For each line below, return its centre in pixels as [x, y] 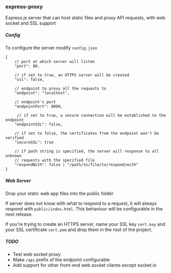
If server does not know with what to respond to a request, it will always [81, 203]
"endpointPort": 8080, [39, 107]
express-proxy [24, 7]
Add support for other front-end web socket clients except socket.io [85, 265]
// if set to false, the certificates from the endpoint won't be [87, 134]
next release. [19, 214]
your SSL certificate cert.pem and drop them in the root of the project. [79, 230]
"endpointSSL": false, [39, 124]
